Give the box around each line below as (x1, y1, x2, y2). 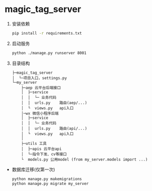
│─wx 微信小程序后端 (21, 111, 59, 116)
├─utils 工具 (21, 141, 47, 146)
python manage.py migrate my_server (12, 181, 89, 186)
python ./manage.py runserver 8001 (12, 50, 87, 56)
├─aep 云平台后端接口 (21, 85, 61, 90)
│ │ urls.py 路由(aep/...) (21, 100, 87, 105)
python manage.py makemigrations (12, 176, 82, 181)
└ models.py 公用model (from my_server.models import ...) (21, 157, 148, 162)
